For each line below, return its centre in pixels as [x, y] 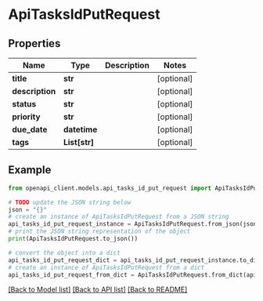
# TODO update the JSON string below [70, 202]
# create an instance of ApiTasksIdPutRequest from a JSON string [119, 217]
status [24, 104]
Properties [34, 44]
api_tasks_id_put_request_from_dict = [71, 275]
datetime [80, 129]
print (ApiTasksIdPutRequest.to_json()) [73, 239]
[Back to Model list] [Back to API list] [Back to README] [98, 290]
